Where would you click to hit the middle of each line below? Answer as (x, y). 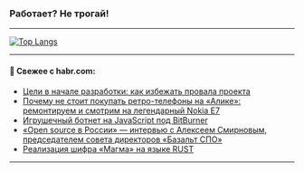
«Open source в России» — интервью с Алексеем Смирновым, (145, 129)
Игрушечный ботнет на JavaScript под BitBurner (115, 119)
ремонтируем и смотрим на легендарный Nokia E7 (121, 110)
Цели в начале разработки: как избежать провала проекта (136, 91)
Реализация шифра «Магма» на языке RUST (108, 148)
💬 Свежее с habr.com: (52, 71)
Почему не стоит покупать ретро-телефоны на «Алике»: (132, 100)
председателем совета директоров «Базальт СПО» (122, 139)
